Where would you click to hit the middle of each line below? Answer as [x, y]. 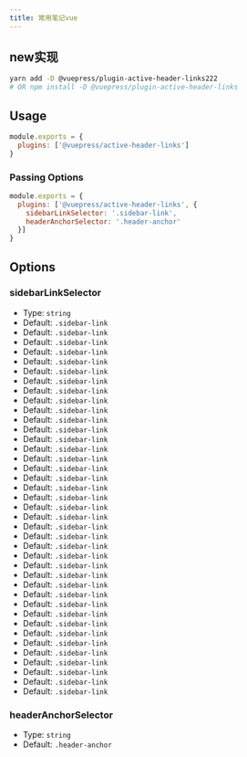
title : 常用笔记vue [44, 18]
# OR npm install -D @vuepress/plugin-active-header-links [124, 88]
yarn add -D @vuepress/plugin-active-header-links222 [114, 79]
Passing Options [46, 177]
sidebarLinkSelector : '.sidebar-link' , [102, 213]
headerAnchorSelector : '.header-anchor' [103, 221]
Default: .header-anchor [67, 744]
